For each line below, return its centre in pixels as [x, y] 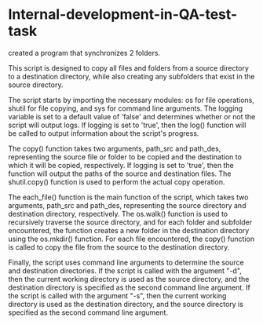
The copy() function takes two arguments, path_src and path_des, [115, 148]
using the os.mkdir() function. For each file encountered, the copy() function [131, 239]
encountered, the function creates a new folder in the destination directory [129, 230]
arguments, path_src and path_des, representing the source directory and [127, 205]
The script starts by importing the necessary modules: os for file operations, [131, 100]
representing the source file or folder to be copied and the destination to [125, 157]
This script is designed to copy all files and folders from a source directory [129, 68]
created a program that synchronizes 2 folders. [84, 53]
